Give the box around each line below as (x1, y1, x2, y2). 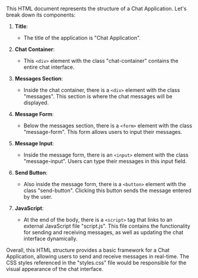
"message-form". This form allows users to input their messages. (23, 129, 183, 135)
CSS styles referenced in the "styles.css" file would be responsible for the (6, 259, 187, 266)
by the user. (23, 193, 53, 200)
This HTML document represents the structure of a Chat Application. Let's (6, 5, 187, 12)
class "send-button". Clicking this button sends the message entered (23, 187, 191, 194)
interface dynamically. (23, 235, 78, 242)
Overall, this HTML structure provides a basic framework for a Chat (6, 247, 170, 254)
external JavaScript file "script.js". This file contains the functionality (23, 222, 191, 229)
